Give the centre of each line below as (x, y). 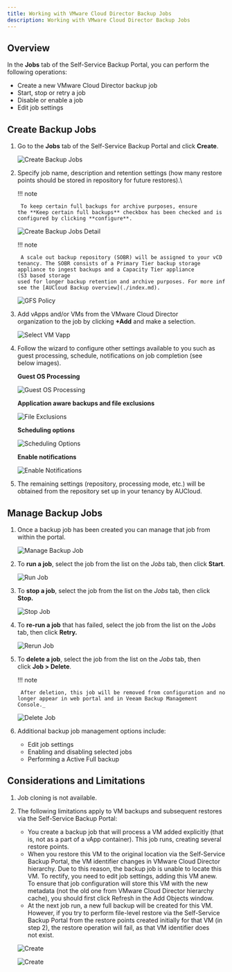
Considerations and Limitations (76, 781)
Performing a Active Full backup (73, 759)
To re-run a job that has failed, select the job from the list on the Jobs (116, 625)
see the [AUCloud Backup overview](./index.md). (89, 288)
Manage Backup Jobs (55, 513)
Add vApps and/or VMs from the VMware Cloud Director (98, 314)
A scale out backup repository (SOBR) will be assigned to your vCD (122, 258)
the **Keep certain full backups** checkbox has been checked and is (120, 213)
